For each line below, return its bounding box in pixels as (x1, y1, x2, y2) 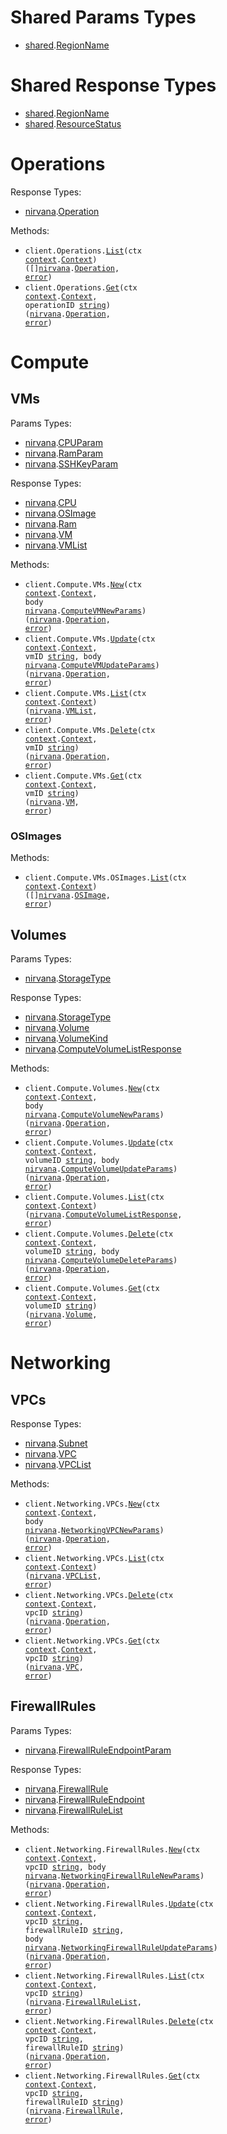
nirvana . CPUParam (24, 436, 103, 448)
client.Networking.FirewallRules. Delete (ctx (24, 2016, 214, 2026)
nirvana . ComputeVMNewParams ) (24, 606, 147, 616)
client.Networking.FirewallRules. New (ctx (24, 1844, 201, 1855)
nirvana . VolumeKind (24, 1032, 109, 1044)
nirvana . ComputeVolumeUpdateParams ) (24, 1164, 178, 1174)
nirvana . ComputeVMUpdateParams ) (24, 660, 160, 670)
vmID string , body (24, 651, 102, 661)
